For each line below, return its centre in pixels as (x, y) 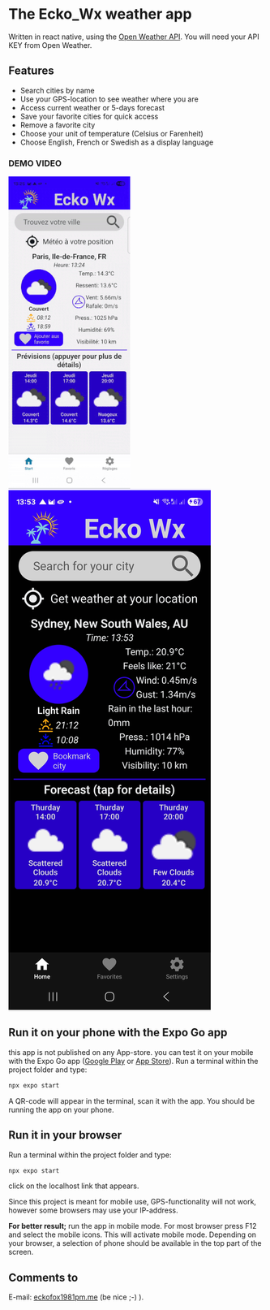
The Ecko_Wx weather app (100, 14)
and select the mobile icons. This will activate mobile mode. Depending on (133, 1234)
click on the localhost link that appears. (74, 1186)
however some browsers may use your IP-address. (93, 1210)
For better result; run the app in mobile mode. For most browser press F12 (133, 1226)
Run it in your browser (65, 1135)
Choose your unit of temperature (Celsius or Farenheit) (112, 133)
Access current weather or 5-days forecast (92, 107)
